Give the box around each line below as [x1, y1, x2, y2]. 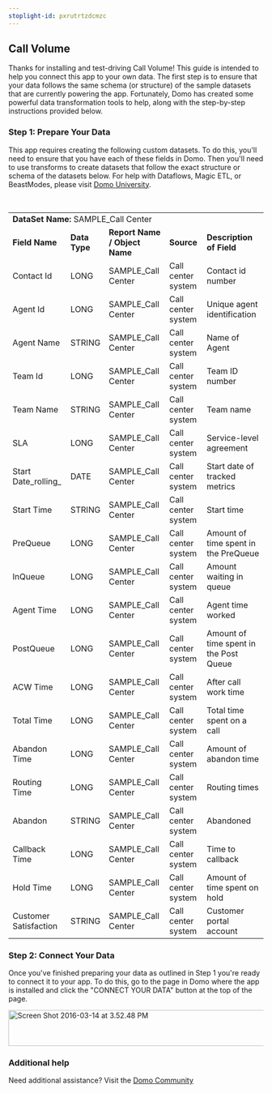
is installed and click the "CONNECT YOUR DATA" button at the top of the [8, 985, 253, 995]
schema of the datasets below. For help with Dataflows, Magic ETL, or [8, 171, 242, 181]
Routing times [206, 781, 259, 792]
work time [206, 686, 244, 698]
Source [168, 237, 198, 248]
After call [206, 676, 241, 687]
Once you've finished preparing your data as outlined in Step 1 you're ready [8, 968, 261, 978]
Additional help [8, 1057, 70, 1068]
